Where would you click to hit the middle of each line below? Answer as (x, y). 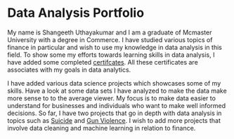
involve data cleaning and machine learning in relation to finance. (102, 128)
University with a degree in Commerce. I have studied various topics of (110, 39)
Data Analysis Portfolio (76, 13)
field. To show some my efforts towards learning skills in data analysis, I (111, 55)
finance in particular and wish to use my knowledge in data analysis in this (115, 47)
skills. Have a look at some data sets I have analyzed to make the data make (117, 91)
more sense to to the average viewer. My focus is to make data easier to (112, 98)
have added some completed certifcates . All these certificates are (103, 62)
